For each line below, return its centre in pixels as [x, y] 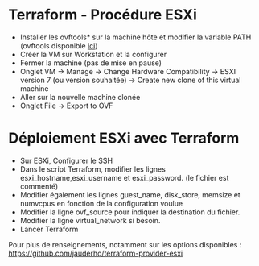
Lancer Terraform [49, 229]
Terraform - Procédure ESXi [103, 15]
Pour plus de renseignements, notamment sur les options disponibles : [125, 244]
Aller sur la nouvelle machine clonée [80, 97]
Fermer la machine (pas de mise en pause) [91, 63]
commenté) [39, 186]
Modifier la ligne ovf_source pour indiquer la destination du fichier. [130, 212]
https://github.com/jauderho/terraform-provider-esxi [96, 253]
